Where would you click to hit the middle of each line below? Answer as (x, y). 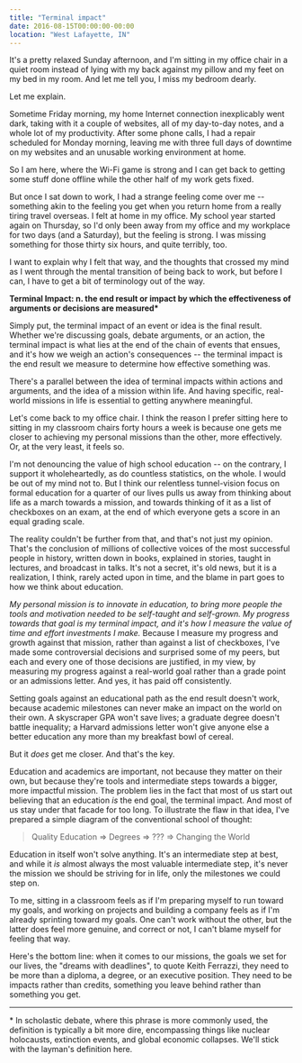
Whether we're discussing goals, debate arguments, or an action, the (137, 335)
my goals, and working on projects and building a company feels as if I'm (145, 910)
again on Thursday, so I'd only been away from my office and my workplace (150, 225)
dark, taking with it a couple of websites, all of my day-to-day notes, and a (147, 123)
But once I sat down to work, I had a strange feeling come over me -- (137, 197)
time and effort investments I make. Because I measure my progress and (144, 633)
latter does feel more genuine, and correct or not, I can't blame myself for (145, 930)
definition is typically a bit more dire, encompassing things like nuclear (140, 1030)
